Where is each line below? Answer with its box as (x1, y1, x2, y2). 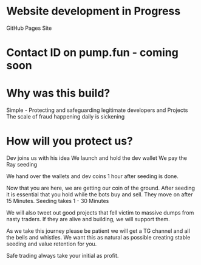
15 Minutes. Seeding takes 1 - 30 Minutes (6, 198, 109, 204)
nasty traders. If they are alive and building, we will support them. (6, 216, 170, 222)
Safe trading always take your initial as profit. (6, 252, 119, 259)
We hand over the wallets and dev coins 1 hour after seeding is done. (6, 173, 179, 180)
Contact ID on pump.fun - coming (6, 46, 179, 60)
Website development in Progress (6, 4, 181, 18)
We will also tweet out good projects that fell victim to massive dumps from (6, 209, 194, 216)
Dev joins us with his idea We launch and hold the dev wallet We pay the (6, 154, 187, 162)
